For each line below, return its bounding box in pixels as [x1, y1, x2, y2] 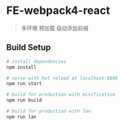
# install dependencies [6, 58, 67, 64]
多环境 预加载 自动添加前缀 [21, 24, 89, 31]
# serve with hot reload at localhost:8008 [6, 75, 119, 81]
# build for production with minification [6, 91, 115, 98]
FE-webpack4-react [6, 4, 111, 18]
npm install [6, 64, 36, 70]
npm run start [6, 81, 43, 87]
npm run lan [6, 113, 36, 120]
